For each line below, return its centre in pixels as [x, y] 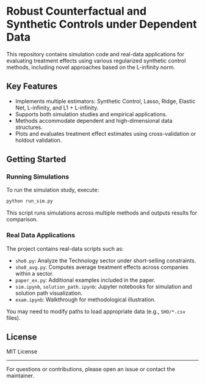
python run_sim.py [30, 201]
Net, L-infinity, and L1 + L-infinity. [57, 108]
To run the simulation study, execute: [53, 190]
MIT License [22, 352]
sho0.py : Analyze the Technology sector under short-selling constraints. [106, 260]
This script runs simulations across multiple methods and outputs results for [102, 213]
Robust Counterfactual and [77, 11]
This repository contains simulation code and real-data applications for [95, 54]
